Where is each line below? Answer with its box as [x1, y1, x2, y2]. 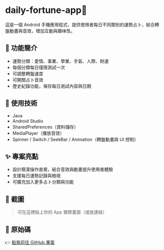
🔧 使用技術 [5, 99, 37, 108]
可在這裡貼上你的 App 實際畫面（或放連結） [17, 209, 107, 215]
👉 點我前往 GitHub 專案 [5, 240, 55, 245]
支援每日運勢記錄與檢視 [12, 173, 61, 179]
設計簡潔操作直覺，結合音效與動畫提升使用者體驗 [12, 167, 113, 173]
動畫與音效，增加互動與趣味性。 [9, 27, 75, 34]
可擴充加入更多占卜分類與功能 [12, 179, 74, 185]
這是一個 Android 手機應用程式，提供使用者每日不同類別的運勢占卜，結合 [5, 21, 155, 27]
